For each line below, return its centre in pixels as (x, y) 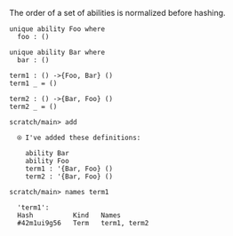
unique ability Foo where (57, 29)
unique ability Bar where (57, 52)
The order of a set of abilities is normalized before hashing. (117, 13)
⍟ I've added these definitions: (79, 138)
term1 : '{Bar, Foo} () (69, 169)
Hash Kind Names (69, 216)
